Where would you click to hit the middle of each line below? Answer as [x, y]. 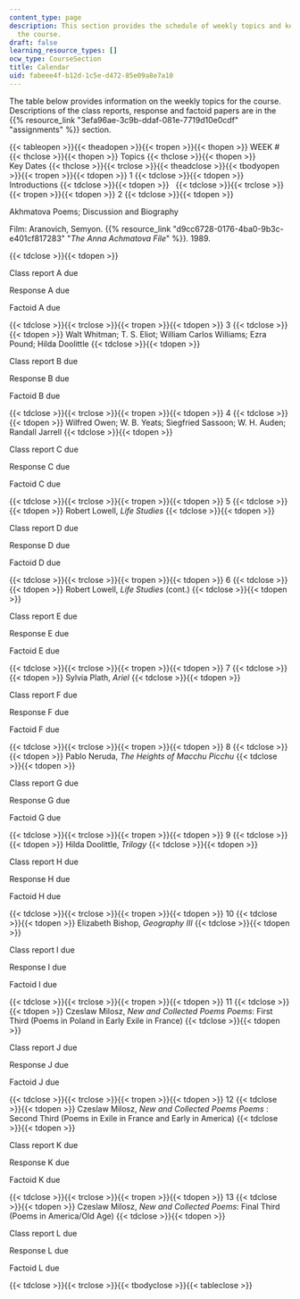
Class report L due [43, 1233]
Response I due [38, 967]
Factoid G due [35, 817]
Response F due [39, 712]
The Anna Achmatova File [119, 238]
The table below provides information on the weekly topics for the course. [145, 101]
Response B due [39, 378]
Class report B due [44, 361]
